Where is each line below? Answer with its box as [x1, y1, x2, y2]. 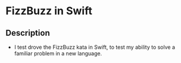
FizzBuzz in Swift [5, 4, 93, 18]
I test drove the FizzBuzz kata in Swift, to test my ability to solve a [14, 43, 176, 51]
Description [5, 28, 50, 38]
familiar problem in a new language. [14, 50, 102, 57]
